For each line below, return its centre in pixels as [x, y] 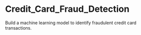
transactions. [19, 28]
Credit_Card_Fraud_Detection [67, 9]
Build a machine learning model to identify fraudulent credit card [71, 23]
